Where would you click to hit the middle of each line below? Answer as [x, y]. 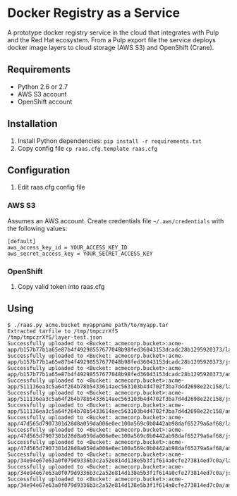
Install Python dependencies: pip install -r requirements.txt [110, 141]
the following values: [37, 228]
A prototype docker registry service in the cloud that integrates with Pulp [113, 32]
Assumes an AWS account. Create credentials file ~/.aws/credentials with [116, 221]
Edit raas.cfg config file [51, 187]
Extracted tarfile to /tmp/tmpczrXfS [63, 331]
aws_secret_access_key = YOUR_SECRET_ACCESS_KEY [80, 254]
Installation [32, 124]
